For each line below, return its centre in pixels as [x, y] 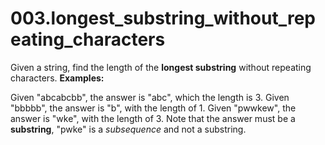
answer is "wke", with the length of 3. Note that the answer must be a [153, 118]
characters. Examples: [57, 78]
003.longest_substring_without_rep [163, 18]
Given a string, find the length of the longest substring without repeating [161, 67]
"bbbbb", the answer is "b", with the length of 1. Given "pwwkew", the [153, 108]
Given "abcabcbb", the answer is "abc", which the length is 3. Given [150, 97]
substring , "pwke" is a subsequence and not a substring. [128, 129]
